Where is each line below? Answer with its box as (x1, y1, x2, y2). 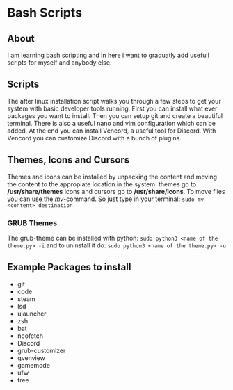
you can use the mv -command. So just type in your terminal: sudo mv (7, 195, 204, 203)
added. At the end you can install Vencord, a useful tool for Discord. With (7, 127, 216, 135)
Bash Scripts (7, 5, 82, 21)
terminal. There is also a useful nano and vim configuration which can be (7, 119, 216, 127)
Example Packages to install (7, 261, 131, 273)
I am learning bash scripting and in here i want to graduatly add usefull (7, 51, 210, 59)
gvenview (17, 353, 45, 362)
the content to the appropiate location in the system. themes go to (7, 179, 197, 188)
